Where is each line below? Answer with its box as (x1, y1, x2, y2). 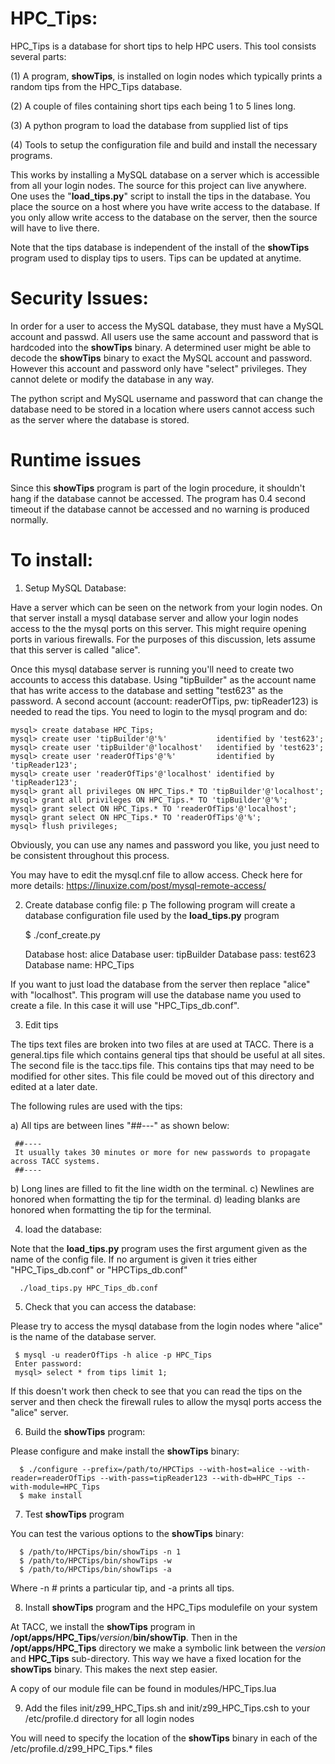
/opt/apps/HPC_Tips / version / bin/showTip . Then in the (10, 1631, 238, 1643)
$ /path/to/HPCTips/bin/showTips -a (19, 1564, 172, 1574)
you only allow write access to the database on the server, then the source (10, 211, 318, 223)
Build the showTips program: (24, 1425, 146, 1437)
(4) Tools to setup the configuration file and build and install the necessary (10, 138, 318, 151)
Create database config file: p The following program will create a (24, 898, 296, 911)
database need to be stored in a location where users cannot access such (10, 403, 315, 415)
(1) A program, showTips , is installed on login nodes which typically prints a (10, 70, 323, 82)
